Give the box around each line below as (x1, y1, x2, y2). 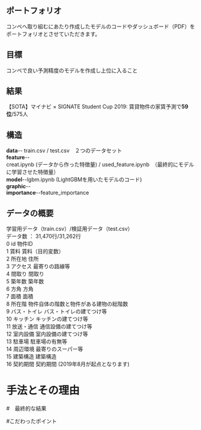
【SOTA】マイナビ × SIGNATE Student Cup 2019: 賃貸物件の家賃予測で (6, 103, 182, 110)
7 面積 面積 (6, 293, 34, 300)
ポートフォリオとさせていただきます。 (6, 30, 101, 37)
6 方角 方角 (6, 285, 34, 293)
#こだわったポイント (6, 417, 57, 425)
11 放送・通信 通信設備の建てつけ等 (6, 323, 92, 330)
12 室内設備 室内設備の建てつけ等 (6, 330, 88, 338)
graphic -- (6, 183, 31, 190)
